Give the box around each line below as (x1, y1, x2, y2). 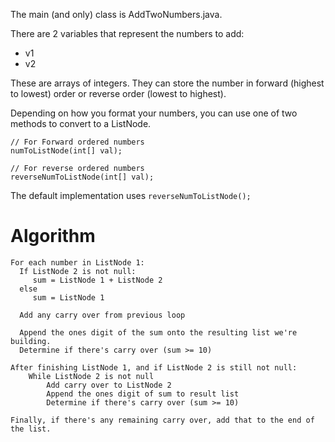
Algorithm (10, 225, 96, 248)
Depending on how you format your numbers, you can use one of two (10, 107, 298, 119)
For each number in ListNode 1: (10, 257, 145, 268)
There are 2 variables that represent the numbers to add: (10, 28, 245, 39)
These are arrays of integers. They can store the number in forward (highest (10, 77, 325, 89)
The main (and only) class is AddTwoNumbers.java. (10, 9, 223, 20)
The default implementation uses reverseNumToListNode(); (10, 190, 252, 201)
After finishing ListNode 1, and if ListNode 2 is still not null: (10, 362, 298, 373)
